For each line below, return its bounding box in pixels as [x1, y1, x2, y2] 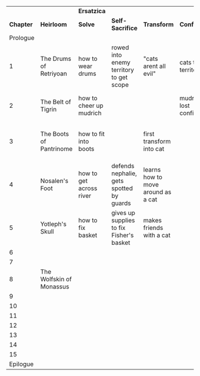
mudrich [78, 109, 102, 117]
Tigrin [40, 105, 57, 113]
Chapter [9, 20, 33, 29]
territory [111, 66, 135, 74]
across [78, 184, 98, 192]
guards [111, 199, 131, 207]
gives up [111, 209, 136, 217]
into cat [143, 145, 165, 153]
